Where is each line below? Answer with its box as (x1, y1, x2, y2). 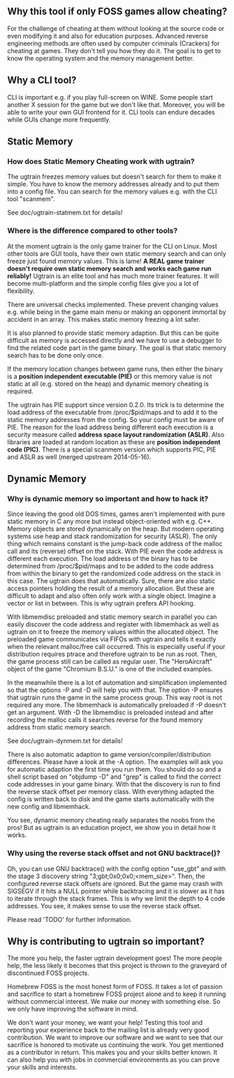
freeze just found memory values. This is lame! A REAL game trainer (7, 257, 205, 265)
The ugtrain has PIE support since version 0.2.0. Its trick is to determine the (7, 400, 225, 409)
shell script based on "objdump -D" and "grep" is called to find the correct (7, 772, 221, 781)
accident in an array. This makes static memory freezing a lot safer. (7, 315, 201, 323)
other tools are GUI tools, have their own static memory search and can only (7, 249, 226, 258)
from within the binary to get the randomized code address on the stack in (7, 569, 221, 578)
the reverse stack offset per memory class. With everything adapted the (7, 788, 214, 796)
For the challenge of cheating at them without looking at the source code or (7, 24, 225, 32)
